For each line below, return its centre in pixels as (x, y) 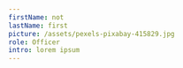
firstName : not (36, 17)
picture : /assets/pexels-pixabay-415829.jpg (91, 34)
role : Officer (34, 42)
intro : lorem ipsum (44, 50)
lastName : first (38, 26)
